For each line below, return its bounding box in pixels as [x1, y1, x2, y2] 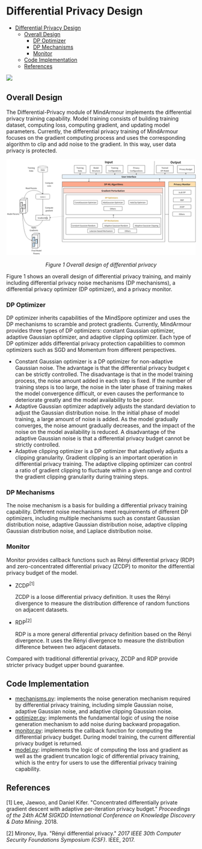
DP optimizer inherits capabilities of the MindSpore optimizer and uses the [6, 315, 191, 321]
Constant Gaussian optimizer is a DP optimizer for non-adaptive [14, 358, 173, 365]
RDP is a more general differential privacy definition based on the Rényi [14, 630, 192, 638]
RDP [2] [14, 618, 32, 626]
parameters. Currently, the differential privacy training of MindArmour [6, 128, 179, 135]
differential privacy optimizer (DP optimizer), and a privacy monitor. [6, 285, 173, 293]
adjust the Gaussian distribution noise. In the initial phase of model [14, 409, 180, 416]
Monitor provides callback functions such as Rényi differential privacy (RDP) [6, 556, 195, 563]
